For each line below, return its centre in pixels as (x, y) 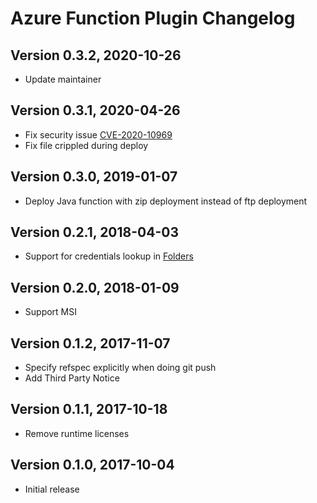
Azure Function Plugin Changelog (153, 18)
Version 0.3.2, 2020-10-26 (96, 55)
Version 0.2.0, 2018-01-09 (95, 287)
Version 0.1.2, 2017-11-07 (90, 343)
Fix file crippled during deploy (86, 145)
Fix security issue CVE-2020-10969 (98, 134)
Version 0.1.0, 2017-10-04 (92, 465)
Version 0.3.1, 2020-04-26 (95, 110)
